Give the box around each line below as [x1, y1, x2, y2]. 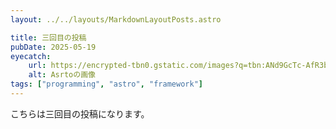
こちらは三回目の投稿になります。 [10, 107, 150, 120]
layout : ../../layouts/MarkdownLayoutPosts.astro [10, 14, 222, 25]
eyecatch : [10, 51, 52, 61]
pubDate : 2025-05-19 [10, 42, 97, 52]
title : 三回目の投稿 [10, 32, 87, 43]
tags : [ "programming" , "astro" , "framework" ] [10, 79, 203, 90]
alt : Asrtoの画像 [28, 70, 96, 80]
